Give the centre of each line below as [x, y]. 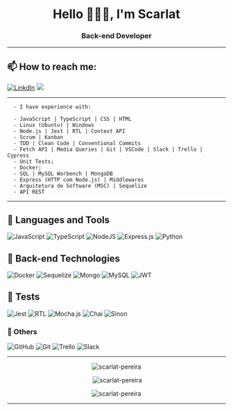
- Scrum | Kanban [38, 137]
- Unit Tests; [34, 162]
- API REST [29, 192]
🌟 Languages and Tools [59, 220]
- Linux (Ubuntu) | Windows [54, 125]
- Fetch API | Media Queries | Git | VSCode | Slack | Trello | [108, 150]
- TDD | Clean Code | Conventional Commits [77, 144]
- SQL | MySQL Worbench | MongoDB [63, 174]
